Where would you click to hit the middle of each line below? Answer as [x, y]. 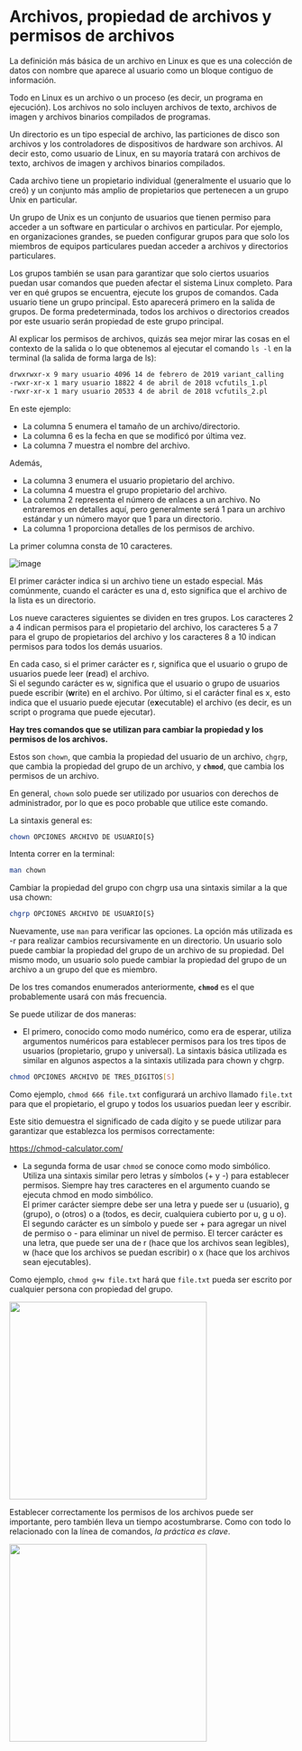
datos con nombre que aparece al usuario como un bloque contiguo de [141, 70]
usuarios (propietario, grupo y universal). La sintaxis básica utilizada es [155, 1051]
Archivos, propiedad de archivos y [141, 17]
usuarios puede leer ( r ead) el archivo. [79, 673]
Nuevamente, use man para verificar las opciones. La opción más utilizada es [151, 932]
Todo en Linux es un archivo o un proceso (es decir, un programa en [136, 98]
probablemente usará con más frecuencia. [88, 997]
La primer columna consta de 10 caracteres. [91, 546]
